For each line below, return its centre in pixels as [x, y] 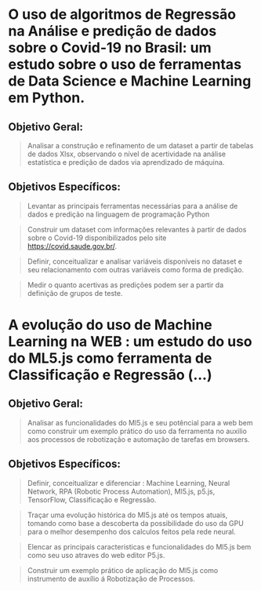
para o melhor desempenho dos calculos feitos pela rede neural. [132, 531]
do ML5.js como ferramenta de [110, 358]
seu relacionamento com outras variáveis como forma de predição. [136, 269]
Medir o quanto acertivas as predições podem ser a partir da [125, 285]
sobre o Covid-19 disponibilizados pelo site [97, 238]
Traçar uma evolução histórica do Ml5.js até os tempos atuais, [127, 515]
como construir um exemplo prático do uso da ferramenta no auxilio [137, 431]
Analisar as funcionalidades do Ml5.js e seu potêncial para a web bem [140, 422]
